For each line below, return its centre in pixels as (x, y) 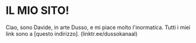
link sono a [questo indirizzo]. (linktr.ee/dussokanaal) (72, 33)
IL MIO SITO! (38, 11)
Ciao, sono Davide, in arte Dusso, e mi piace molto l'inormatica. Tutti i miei (98, 27)
